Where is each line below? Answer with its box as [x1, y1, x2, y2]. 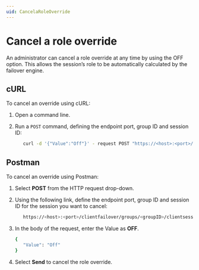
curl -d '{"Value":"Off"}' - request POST [23, 141, 129, 147]
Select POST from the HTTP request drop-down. [14, 185, 134, 192]
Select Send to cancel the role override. [14, 258, 113, 265]
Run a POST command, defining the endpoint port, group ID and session [14, 123, 189, 130]
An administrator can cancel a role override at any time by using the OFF [6, 54, 184, 61]
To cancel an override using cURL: [6, 100, 91, 107]
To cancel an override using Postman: [6, 173, 99, 181]
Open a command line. [14, 111, 71, 119]
